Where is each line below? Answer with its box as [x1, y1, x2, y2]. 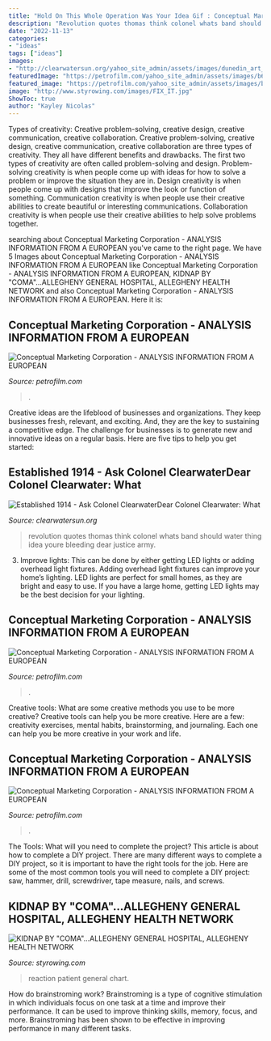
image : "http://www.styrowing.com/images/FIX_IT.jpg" [8, 87, 194, 95]
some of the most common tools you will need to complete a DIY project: [8, 867, 250, 878]
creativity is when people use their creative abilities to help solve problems [8, 210, 256, 220]
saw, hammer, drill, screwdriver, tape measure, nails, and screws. [8, 876, 225, 886]
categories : [8, 34, 48, 43]
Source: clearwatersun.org [8, 515, 98, 525]
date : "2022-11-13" [8, 27, 74, 35]
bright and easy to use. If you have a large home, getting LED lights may [19, 581, 260, 590]
